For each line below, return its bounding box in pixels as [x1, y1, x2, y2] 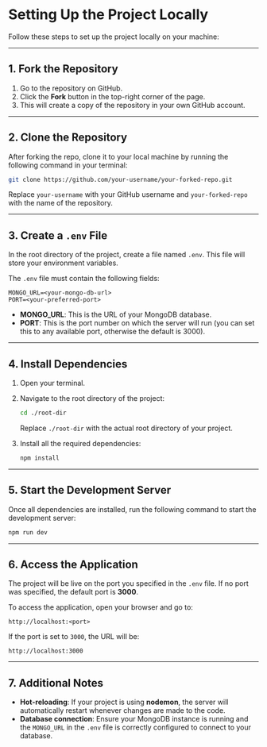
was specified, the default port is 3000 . [8, 587, 139, 597]
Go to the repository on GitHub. [19, 83, 123, 93]
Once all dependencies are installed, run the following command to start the [8, 504, 257, 514]
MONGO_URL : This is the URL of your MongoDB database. [19, 310, 212, 319]
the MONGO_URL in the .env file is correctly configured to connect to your [19, 722, 252, 732]
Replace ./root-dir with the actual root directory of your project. [19, 423, 233, 433]
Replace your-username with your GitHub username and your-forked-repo [8, 190, 248, 199]
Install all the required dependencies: [19, 438, 141, 448]
